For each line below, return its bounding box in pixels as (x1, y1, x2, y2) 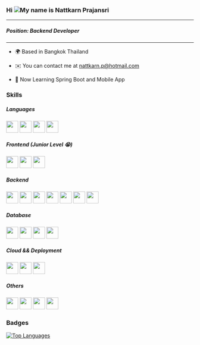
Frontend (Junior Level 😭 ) (6, 140, 73, 148)
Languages (6, 105, 35, 112)
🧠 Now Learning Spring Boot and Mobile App (14, 76, 125, 83)
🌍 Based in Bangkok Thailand (14, 48, 89, 55)
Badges (6, 318, 29, 327)
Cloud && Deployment (6, 247, 62, 254)
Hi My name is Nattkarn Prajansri (6, 6, 109, 14)
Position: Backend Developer (6, 27, 80, 34)
